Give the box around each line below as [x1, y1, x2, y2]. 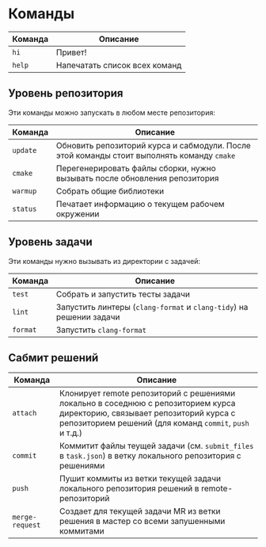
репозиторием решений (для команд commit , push [59, 418, 249, 429]
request [12, 521, 41, 530]
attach [12, 409, 37, 418]
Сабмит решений [8, 350, 99, 365]
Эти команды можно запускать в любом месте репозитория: [8, 108, 216, 117]
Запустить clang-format [55, 324, 146, 335]
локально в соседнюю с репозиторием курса [59, 398, 236, 409]
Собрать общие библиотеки [55, 186, 165, 197]
